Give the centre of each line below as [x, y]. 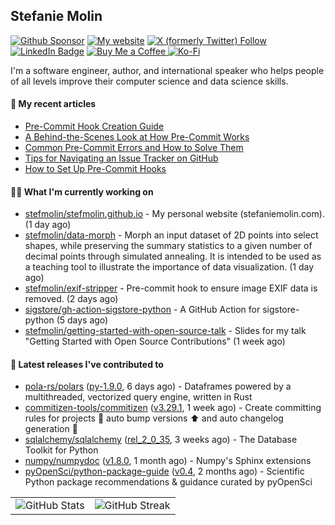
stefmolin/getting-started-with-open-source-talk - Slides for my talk [165, 331]
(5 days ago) [82, 320]
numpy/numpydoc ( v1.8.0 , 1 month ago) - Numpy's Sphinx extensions [168, 461]
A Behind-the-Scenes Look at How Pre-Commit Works [137, 137]
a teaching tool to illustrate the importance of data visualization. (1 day [169, 267]
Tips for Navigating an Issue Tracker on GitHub [121, 158]
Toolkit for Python [61, 450]
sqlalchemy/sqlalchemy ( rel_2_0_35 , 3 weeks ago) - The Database [161, 440]
